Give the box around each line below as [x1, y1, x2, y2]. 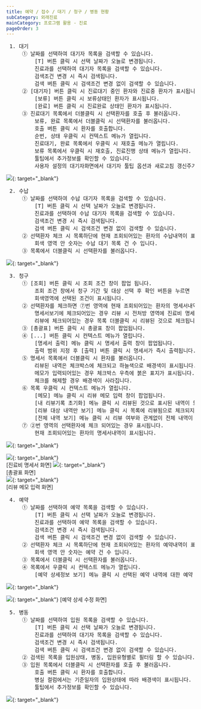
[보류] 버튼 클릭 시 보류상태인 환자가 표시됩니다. [34, 95, 160, 102]
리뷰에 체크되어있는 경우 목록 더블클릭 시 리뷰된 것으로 [34, 318, 172, 324]
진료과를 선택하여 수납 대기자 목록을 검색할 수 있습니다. [34, 210, 176, 217]
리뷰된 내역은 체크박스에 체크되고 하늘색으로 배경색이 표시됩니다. [34, 363, 197, 369]
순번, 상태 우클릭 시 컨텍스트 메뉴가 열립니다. [34, 133, 152, 139]
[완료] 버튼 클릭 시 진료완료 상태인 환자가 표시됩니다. [34, 103, 172, 109]
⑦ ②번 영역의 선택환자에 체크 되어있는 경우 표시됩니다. [22, 422, 164, 429]
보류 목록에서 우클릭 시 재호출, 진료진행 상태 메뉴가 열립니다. [34, 148, 192, 154]
